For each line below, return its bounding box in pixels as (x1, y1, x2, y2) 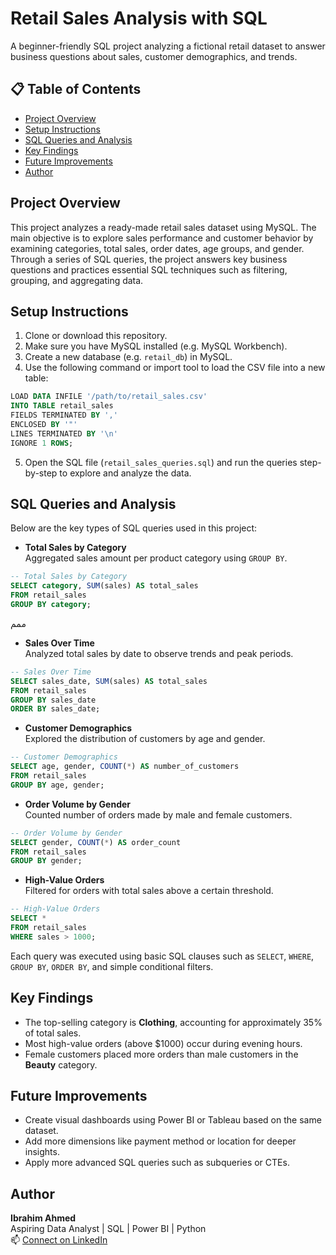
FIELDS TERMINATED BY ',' (10, 410, 118, 421)
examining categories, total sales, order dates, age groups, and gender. (10, 242, 305, 254)
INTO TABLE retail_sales (10, 401, 114, 411)
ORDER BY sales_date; (10, 704, 101, 714)
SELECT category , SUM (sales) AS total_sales (10, 581, 199, 591)
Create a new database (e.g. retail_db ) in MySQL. (24, 351, 233, 363)
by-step (24, 467, 58, 479)
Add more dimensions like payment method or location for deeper (24, 1135, 297, 1147)
